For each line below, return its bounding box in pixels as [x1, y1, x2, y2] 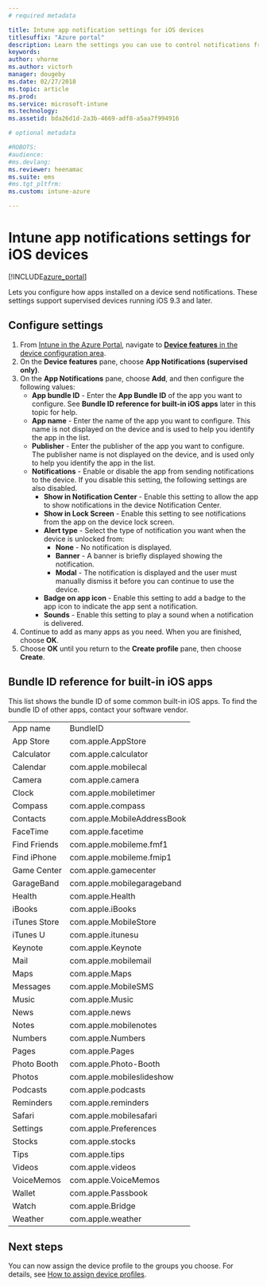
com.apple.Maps [69, 968, 133, 979]
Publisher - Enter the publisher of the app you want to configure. [31, 441, 245, 450]
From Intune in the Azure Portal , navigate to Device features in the [19, 339, 238, 350]
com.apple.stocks [69, 1135, 137, 1146]
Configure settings [8, 319, 103, 332]
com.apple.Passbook [69, 1187, 149, 1198]
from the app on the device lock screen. [43, 517, 175, 527]
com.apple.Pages [69, 1045, 135, 1057]
